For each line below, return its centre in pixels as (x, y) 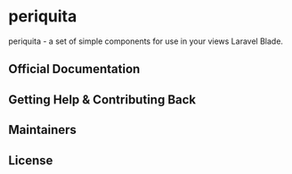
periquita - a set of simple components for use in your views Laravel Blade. (146, 41)
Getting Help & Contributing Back (102, 99)
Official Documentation (74, 69)
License (31, 160)
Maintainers (43, 130)
